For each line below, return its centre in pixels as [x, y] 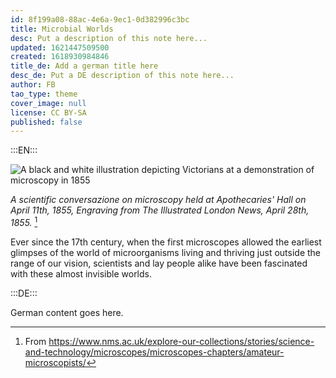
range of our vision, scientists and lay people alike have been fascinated [159, 263]
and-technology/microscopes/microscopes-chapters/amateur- [154, 352]
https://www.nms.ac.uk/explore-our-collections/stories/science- [181, 341]
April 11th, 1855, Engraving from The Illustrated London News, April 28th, [160, 210]
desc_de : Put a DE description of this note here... [122, 76]
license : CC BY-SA [48, 112]
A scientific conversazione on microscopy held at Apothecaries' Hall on [158, 200]
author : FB [33, 85]
